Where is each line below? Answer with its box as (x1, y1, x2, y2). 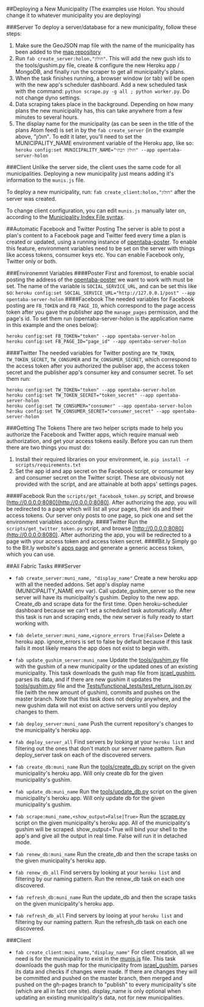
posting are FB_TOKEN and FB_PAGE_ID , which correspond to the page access (6, 302, 196, 309)
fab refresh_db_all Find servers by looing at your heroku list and (15, 912, 184, 919)
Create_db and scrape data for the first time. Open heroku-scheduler (15, 601, 188, 607)
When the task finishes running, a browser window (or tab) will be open (15, 74, 195, 82)
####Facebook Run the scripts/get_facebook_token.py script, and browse (6, 493, 195, 499)
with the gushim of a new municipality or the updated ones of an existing (15, 663, 198, 670)
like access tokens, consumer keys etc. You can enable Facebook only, (6, 251, 185, 258)
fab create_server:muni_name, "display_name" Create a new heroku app (15, 574, 198, 582)
